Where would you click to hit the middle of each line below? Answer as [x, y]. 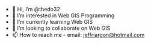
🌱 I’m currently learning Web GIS [52, 22]
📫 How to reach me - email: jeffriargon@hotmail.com [78, 35]
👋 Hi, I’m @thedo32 [36, 9]
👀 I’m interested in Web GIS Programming [63, 15]
